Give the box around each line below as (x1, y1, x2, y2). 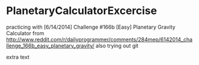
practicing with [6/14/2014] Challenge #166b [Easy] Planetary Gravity (6, 23, 176, 30)
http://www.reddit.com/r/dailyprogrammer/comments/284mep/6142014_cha (6, 36, 193, 43)
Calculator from (6, 29, 45, 36)
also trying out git (96, 42, 138, 49)
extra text (6, 53, 30, 60)
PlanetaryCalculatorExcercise (6, 4, 157, 18)
